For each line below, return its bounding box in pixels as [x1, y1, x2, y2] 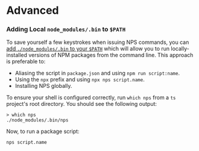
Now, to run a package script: [6, 128, 80, 135]
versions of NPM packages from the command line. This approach [28, 52, 194, 59]
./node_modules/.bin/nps [6, 117, 69, 123]
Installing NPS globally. [14, 82, 72, 90]
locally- [171, 45, 190, 52]
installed [6, 52, 28, 59]
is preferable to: [6, 58, 46, 65]
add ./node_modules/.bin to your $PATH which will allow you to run [6, 45, 170, 52]
